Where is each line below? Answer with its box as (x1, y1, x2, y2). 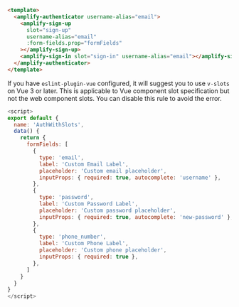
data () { (14, 128, 40, 135)
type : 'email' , (38, 153, 84, 161)
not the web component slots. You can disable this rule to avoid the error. (7, 94, 222, 102)
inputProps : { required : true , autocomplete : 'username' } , (38, 174, 221, 181)
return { (20, 134, 46, 141)
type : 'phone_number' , (38, 233, 107, 241)
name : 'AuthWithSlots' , (14, 121, 84, 128)
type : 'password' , (38, 194, 94, 201)
